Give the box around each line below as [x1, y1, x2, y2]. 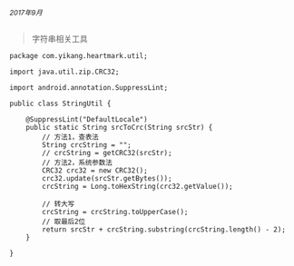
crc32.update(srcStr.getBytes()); [42, 173, 172, 182]
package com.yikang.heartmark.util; [9, 51, 148, 60]
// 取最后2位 [42, 217, 86, 226]
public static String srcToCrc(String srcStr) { [25, 123, 213, 132]
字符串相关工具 [31, 33, 88, 44]
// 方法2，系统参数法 [42, 158, 113, 167]
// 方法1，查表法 [42, 133, 100, 142]
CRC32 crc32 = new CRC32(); [42, 165, 148, 175]
